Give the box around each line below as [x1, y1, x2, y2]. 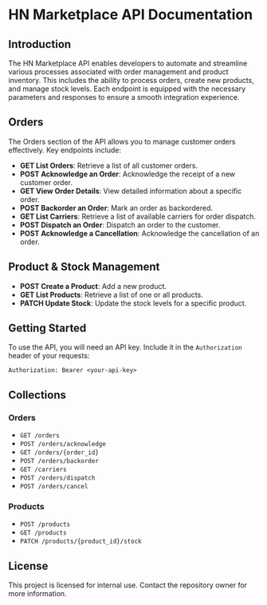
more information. [8, 589, 67, 599]
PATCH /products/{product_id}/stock [19, 537, 142, 546]
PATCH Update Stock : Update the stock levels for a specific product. [19, 298, 247, 308]
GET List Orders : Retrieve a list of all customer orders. [19, 160, 198, 170]
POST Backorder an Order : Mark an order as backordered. [19, 203, 214, 212]
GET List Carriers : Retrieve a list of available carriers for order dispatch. [19, 212, 257, 221]
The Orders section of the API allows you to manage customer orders [8, 136, 236, 146]
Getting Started [8, 322, 87, 335]
